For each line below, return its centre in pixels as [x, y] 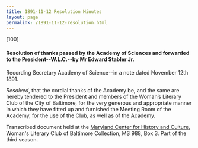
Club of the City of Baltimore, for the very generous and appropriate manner [99, 103]
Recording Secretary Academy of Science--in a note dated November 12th [97, 72]
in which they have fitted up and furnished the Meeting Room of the [89, 109]
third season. [22, 139]
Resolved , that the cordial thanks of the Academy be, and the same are [93, 90]
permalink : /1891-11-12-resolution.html [57, 22]
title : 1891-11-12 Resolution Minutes [54, 12]
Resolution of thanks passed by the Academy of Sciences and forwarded [98, 53]
